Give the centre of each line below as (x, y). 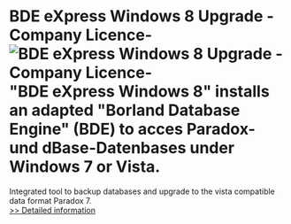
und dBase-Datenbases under (122, 148)
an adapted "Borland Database (125, 110)
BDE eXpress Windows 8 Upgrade (136, 16)
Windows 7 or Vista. (85, 167)
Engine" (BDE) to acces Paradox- (133, 129)
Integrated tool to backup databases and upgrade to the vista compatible (142, 191)
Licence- (119, 35)
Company (46, 35)
